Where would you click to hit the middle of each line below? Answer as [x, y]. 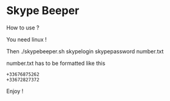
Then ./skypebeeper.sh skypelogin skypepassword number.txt [85, 51]
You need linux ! [27, 39]
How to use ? [23, 28]
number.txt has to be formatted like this [56, 63]
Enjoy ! [15, 91]
